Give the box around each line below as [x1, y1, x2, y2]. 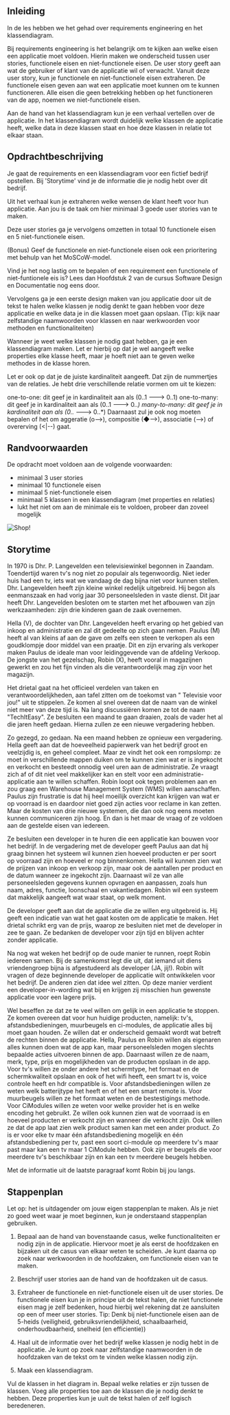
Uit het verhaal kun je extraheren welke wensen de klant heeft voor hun [7, 197, 209, 205]
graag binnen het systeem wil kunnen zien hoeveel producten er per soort [7, 850, 217, 858]
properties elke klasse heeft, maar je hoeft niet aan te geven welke [7, 351, 195, 360]
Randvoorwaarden [7, 442, 89, 454]
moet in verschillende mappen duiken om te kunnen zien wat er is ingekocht [7, 755, 222, 764]
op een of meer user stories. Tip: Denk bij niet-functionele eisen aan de [16, 1310, 220, 1319]
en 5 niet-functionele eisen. [7, 232, 85, 240]
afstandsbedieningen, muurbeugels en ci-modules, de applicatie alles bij [7, 1021, 213, 1029]
